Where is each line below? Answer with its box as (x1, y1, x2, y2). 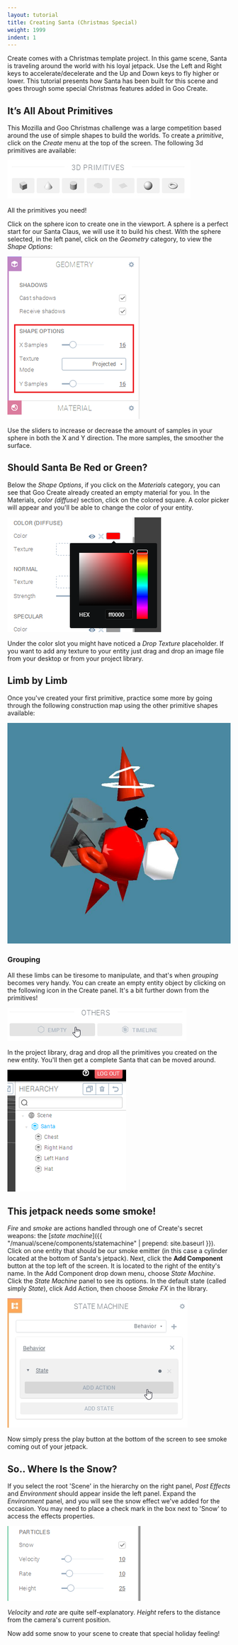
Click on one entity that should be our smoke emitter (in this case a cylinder (7, 1247, 228, 1255)
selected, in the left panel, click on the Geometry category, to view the (7, 235, 212, 244)
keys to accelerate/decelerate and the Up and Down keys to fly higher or (7, 69, 220, 78)
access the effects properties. (7, 1512, 95, 1520)
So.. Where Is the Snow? (7, 1463, 118, 1475)
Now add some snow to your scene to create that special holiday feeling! (7, 1629, 220, 1638)
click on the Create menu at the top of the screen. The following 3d (7, 139, 203, 147)
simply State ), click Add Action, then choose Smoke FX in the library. (7, 1284, 208, 1293)
